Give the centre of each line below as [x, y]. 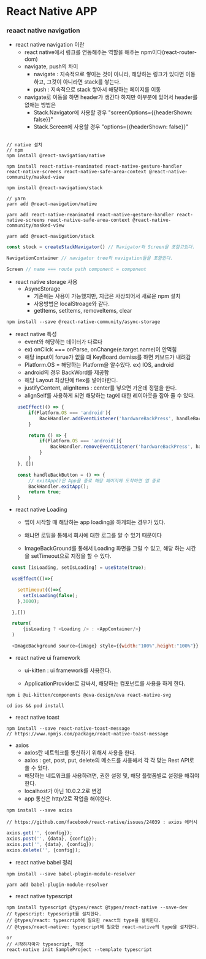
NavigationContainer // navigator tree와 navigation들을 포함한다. [90, 258]
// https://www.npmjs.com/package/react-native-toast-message [87, 734]
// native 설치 [25, 145]
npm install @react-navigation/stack [55, 188]
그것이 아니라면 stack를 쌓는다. [84, 82]
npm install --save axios [39, 810]
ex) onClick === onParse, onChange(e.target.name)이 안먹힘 [101, 350]
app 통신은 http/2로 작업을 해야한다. [68, 798]
